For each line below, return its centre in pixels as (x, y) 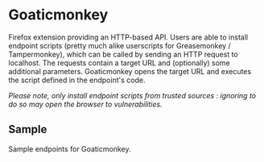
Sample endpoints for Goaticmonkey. (70, 149)
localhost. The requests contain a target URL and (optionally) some (120, 63)
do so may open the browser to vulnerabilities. (85, 104)
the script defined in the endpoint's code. (77, 80)
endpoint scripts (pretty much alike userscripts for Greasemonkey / (120, 45)
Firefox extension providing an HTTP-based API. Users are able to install (128, 37)
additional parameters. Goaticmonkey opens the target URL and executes (130, 71)
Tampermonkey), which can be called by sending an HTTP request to (124, 54)
